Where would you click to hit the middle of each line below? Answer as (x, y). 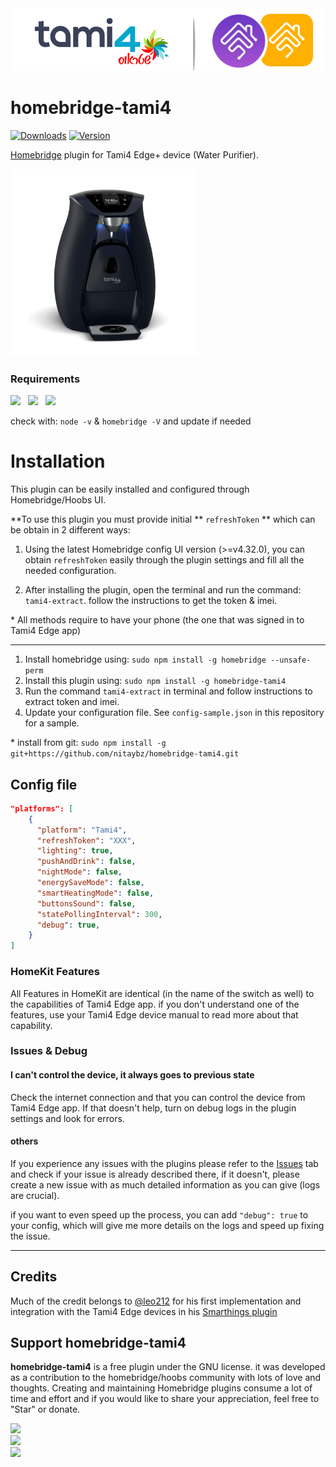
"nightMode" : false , (79, 872)
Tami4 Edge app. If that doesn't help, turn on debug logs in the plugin (153, 1108)
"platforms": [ (42, 808)
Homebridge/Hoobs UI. (58, 500)
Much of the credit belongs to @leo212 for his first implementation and (156, 1301)
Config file (44, 784)
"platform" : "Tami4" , (82, 830)
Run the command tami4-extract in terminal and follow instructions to (168, 691)
